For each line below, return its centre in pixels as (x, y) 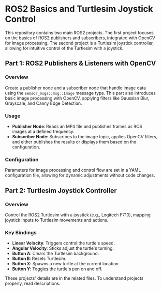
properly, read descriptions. (33, 283)
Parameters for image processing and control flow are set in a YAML (73, 170)
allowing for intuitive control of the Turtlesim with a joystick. (64, 48)
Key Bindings (21, 232)
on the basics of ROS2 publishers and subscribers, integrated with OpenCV (80, 38)
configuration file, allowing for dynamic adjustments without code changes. (80, 175)
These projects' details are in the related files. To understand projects (74, 278)
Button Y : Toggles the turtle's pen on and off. (57, 269)
